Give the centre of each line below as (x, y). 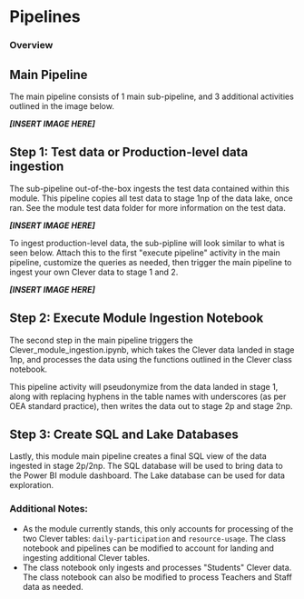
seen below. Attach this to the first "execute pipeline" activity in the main (145, 253)
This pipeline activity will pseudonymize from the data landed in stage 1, (144, 386)
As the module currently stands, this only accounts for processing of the (158, 528)
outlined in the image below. (62, 105)
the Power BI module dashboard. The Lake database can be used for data (147, 475)
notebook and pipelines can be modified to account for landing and (148, 548)
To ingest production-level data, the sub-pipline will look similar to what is (147, 243)
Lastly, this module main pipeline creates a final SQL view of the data (138, 456)
